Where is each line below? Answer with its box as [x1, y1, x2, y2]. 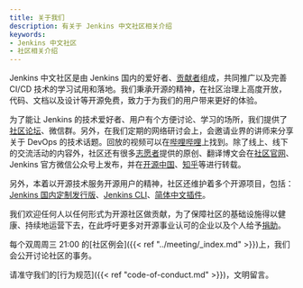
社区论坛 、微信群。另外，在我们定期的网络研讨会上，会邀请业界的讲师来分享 [9, 125, 294, 136]
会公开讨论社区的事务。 [9, 250, 96, 261]
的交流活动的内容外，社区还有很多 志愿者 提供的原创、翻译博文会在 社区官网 [9, 148, 286, 158]
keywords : [9, 30, 47, 39]
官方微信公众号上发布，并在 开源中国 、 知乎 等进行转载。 [40, 159, 246, 170]
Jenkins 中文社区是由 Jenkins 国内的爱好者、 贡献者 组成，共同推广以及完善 [9, 73, 288, 84]
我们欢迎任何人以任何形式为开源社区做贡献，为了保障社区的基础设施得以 [9, 209, 278, 220]
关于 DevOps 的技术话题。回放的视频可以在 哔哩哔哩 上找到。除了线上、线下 [9, 137, 289, 148]
